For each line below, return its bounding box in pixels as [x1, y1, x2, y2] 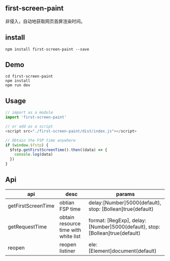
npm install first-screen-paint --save [5, 47, 90, 52]
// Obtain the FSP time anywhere [5, 138, 76, 143]
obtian [59, 199, 75, 206]
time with [59, 226, 81, 233]
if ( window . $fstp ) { [5, 142, 49, 148]
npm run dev [5, 83, 30, 88]
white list [59, 233, 81, 240]
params [116, 190, 135, 198]
